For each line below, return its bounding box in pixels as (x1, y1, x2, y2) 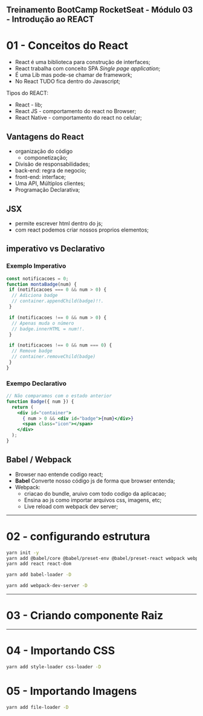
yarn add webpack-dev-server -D (6, 583, 88, 589)
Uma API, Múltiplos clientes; (14, 180, 86, 187)
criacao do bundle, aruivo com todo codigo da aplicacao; (24, 490, 167, 497)
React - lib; (14, 101, 43, 108)
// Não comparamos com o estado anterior (6, 393, 112, 399)
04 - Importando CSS (6, 644, 115, 658)
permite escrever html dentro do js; (14, 220, 103, 227)
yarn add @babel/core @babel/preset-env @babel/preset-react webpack (6, 555, 185, 561)
